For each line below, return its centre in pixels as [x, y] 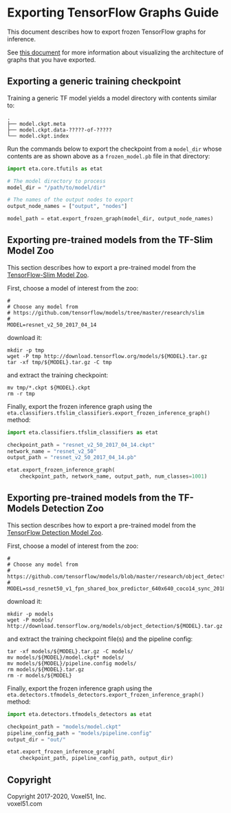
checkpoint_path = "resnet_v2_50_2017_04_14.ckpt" [81, 445]
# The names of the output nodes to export [70, 200]
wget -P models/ [30, 620]
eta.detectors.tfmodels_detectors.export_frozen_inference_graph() [106, 695]
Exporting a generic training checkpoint [94, 82]
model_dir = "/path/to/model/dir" [57, 187]
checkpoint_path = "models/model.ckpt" [64, 727]
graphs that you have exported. [52, 59]
